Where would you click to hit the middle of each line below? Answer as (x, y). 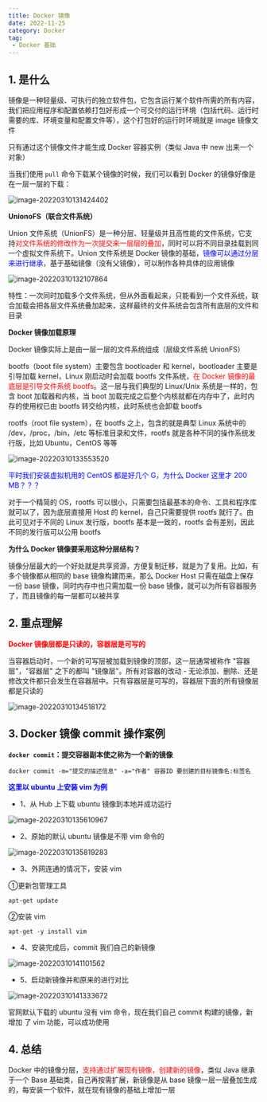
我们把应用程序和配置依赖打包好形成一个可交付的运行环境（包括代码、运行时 (133, 110)
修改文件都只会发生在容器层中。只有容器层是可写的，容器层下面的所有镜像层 (133, 680)
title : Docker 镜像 (39, 16)
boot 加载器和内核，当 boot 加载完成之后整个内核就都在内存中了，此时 (132, 396)
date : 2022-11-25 (37, 23)
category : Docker (37, 30)
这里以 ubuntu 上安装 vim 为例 (58, 786)
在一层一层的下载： (40, 183)
